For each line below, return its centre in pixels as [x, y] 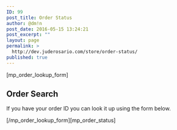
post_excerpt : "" [28, 35]
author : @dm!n [24, 23]
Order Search [32, 94]
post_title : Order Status [39, 18]
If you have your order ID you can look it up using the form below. [88, 109]
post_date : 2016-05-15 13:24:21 [47, 29]
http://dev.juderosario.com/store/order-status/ [75, 52]
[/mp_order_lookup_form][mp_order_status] [61, 120]
